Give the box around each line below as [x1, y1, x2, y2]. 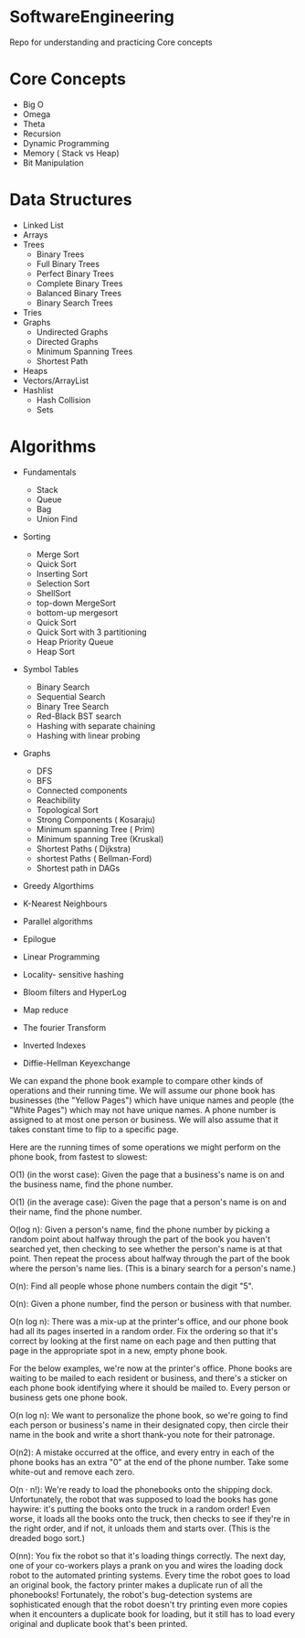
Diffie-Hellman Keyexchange [22, 1057, 131, 1068]
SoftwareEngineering [9, 6, 175, 27]
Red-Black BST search [36, 711, 121, 722]
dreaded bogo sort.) [9, 1532, 85, 1543]
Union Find [36, 513, 78, 524]
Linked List [22, 219, 64, 230]
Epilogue [22, 933, 57, 944]
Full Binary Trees [36, 258, 100, 269]
